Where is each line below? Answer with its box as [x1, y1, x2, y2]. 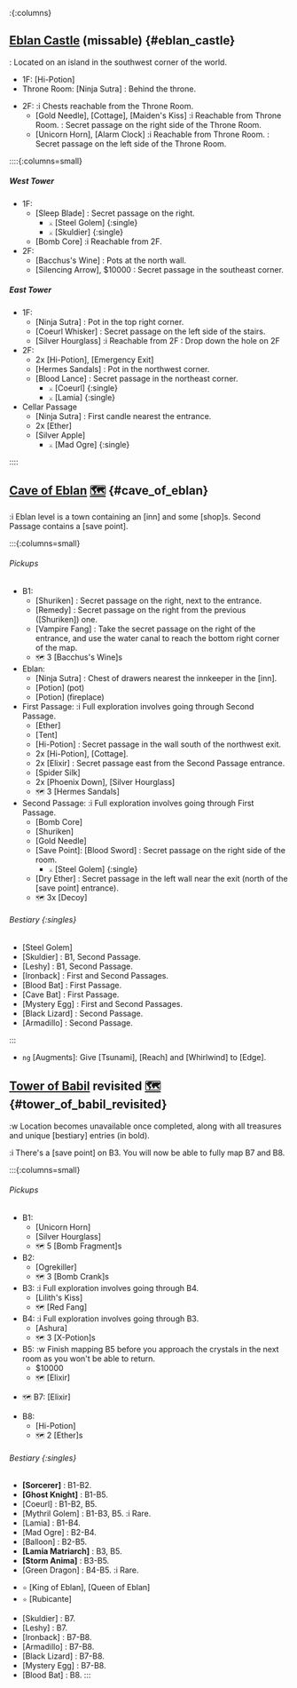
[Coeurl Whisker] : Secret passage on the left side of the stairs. [35, 326, 266, 337]
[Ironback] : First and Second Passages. [21, 970, 169, 980]
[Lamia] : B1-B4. [21, 1518, 82, 1528]
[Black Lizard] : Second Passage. [21, 1008, 144, 1018]
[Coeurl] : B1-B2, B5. [21, 1499, 98, 1510]
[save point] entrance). [35, 883, 120, 893]
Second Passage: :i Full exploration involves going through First [21, 797, 254, 808]
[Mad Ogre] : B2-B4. [21, 1527, 98, 1538]
